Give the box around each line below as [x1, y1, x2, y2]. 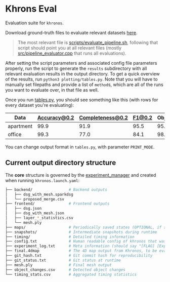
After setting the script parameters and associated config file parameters [5, 60, 157, 66]
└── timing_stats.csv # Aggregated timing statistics [5, 272, 137, 277]
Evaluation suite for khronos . [5, 20, 64, 26]
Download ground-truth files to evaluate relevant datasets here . [5, 29, 138, 35]
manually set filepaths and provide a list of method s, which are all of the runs [5, 82, 163, 88]
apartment [8, 123, 33, 130]
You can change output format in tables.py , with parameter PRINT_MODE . [5, 144, 155, 150]
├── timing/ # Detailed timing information [5, 234, 135, 239]
